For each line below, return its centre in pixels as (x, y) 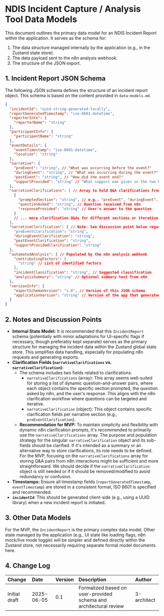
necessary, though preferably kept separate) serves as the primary (80, 341)
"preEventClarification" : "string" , (51, 232)
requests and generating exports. (46, 357)
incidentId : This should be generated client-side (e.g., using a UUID (81, 497)
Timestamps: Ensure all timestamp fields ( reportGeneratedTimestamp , (82, 482)
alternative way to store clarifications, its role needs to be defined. (86, 450)
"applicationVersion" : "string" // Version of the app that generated (87, 295)
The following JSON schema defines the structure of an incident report (76, 90)
